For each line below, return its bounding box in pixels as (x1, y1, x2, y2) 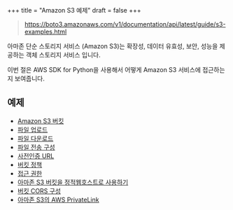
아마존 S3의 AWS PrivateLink (17, 195, 99, 204)
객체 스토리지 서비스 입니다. (25, 51, 101, 59)
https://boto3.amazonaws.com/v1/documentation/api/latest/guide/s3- (24, 20, 226, 28)
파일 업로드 (17, 125, 48, 134)
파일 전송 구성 (17, 143, 55, 151)
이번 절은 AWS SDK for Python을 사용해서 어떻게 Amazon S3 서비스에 (7, 66, 202, 73)
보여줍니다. (14, 74, 45, 83)
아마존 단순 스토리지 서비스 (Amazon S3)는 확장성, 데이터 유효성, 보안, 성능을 (7, 42, 218, 50)
